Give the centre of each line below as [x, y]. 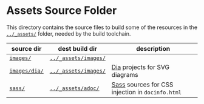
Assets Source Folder [62, 11]
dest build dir [78, 48]
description [153, 48]
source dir [26, 48]
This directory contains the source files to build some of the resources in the [102, 27]
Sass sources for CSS [142, 84]
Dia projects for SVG [141, 67]
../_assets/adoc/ [74, 88]
